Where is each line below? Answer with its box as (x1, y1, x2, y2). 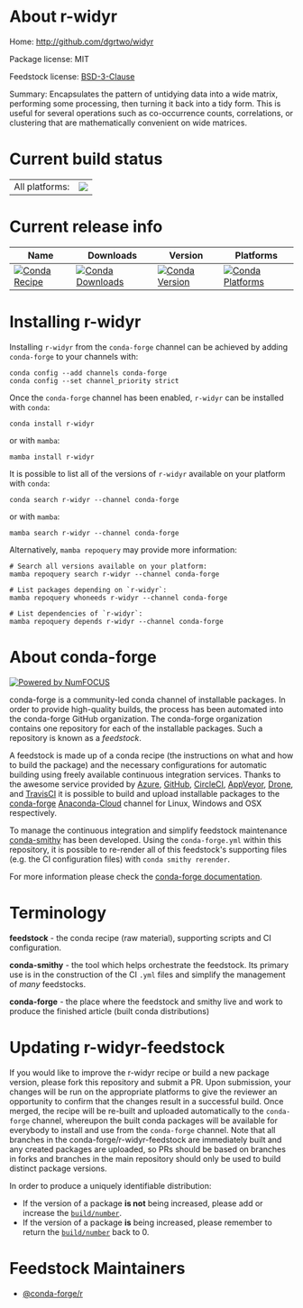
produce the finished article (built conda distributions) (9, 1005, 210, 1016)
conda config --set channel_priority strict (9, 376, 179, 385)
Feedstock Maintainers (9, 1258, 186, 1278)
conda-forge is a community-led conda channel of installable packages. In (9, 694, 286, 705)
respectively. (9, 807, 57, 818)
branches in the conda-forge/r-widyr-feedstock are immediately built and (9, 1134, 282, 1145)
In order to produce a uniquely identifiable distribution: (9, 1180, 212, 1191)
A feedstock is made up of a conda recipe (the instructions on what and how (9, 750, 294, 761)
